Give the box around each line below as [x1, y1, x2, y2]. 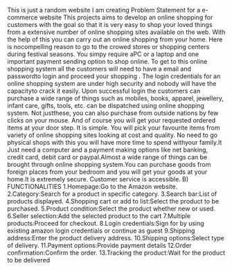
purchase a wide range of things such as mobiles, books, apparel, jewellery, [7, 94, 224, 102]
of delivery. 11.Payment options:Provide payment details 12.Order [7, 242, 192, 249]
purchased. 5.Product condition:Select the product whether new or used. [7, 204, 216, 213]
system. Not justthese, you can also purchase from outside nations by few [7, 109, 219, 117]
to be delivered [7, 256, 51, 264]
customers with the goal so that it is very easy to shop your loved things [7, 21, 213, 28]
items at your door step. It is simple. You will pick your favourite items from [7, 124, 220, 132]
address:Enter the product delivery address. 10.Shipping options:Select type [7, 234, 225, 242]
